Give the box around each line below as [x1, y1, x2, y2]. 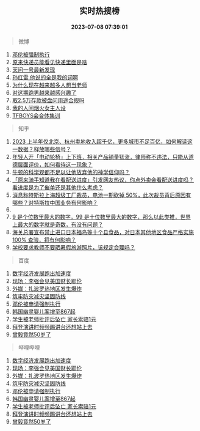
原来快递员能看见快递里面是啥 [12, 58, 87, 65]
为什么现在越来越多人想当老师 [12, 81, 87, 89]
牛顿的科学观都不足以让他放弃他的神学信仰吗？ [12, 168, 130, 175]
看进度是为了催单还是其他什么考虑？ [12, 183, 104, 191]
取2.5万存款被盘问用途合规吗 [12, 97, 85, 104]
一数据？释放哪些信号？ [12, 146, 71, 153]
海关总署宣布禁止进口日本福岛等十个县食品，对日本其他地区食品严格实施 [12, 228, 194, 235]
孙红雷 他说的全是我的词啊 [12, 73, 78, 81]
